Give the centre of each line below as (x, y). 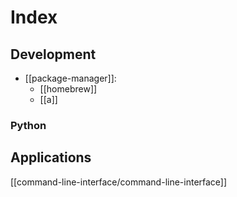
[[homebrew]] (68, 89)
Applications (51, 157)
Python (28, 125)
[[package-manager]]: (70, 78)
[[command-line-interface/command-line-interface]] (119, 182)
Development (53, 54)
